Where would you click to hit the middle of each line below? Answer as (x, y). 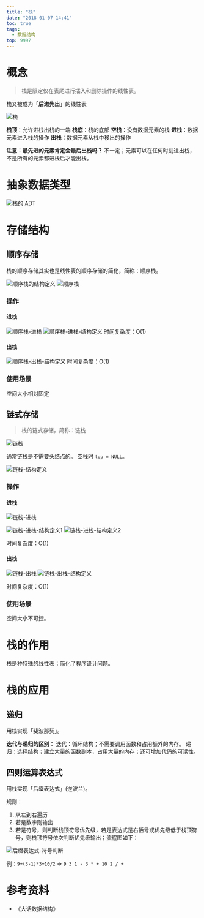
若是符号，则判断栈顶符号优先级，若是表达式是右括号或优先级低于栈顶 (104, 830)
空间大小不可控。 (28, 618)
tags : (13, 29)
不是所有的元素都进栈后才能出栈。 (49, 158)
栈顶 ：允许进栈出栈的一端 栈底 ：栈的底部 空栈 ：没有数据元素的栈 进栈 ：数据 (102, 130)
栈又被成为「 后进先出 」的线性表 (46, 103)
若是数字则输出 (34, 822)
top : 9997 (19, 40)
